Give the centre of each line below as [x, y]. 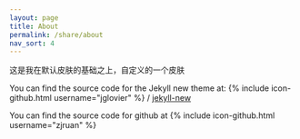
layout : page [34, 18]
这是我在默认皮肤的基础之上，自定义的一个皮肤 [97, 70]
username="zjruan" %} [53, 125]
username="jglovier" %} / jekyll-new [123, 98]
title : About [34, 26]
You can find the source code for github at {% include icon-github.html [142, 115]
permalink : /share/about [56, 35]
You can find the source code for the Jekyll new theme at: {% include [140, 88]
